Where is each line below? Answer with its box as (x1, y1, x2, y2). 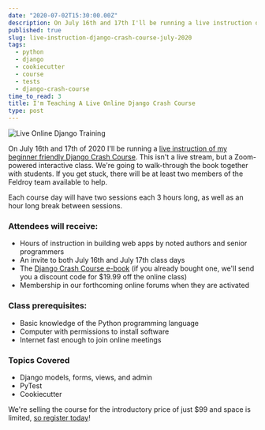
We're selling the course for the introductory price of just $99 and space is (8, 404, 251, 414)
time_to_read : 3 (8, 92, 62, 100)
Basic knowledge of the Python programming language (19, 318, 200, 327)
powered (8, 161, 37, 170)
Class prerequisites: (8, 301, 88, 312)
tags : (8, 41, 26, 49)
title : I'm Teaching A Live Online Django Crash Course (8, 99, 196, 107)
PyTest (19, 380, 43, 391)
